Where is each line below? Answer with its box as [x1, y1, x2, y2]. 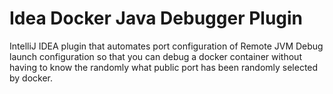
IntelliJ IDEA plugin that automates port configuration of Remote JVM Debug [9, 40, 324, 52]
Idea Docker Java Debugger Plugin [9, 7, 304, 30]
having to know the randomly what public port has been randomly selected [9, 61, 319, 73]
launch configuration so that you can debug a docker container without [9, 50, 302, 62]
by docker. [9, 72, 54, 84]
